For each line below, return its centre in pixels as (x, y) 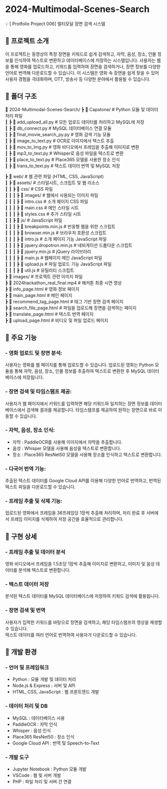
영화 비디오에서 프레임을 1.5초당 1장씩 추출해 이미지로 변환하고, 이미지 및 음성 (80, 564)
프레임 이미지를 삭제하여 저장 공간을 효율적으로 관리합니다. (67, 519)
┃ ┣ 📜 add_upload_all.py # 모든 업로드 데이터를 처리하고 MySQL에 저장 (75, 122)
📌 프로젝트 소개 (27, 41)
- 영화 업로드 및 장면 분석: (34, 353)
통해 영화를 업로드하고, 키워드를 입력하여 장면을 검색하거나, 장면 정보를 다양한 (85, 67)
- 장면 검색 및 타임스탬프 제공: (39, 391)
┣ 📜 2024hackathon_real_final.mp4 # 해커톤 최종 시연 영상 (64, 283)
